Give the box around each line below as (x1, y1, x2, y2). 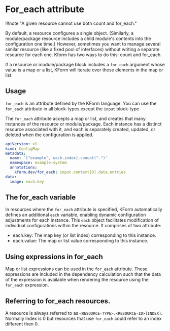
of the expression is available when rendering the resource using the (5, 277, 149, 283)
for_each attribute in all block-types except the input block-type (5, 105, 140, 112)
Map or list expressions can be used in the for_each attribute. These (5, 266, 148, 272)
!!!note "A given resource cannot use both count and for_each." (5, 20, 137, 26)
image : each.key (10, 179, 44, 184)
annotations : (10, 165, 38, 170)
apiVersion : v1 (5, 141, 38, 146)
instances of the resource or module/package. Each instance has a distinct (5, 120, 162, 127)
